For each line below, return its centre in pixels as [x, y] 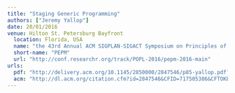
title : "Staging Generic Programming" [64, 14]
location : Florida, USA [48, 40]
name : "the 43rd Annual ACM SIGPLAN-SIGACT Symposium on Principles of [120, 46]
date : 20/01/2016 [33, 27]
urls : [15, 66]
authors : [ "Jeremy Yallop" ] [48, 20]
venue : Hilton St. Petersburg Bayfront [65, 33]
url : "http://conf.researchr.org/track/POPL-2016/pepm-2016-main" [112, 59]
